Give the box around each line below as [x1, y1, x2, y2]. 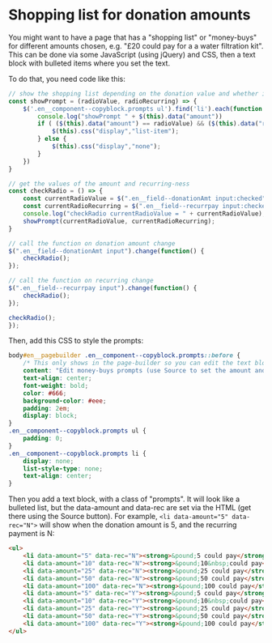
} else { [37, 135, 67, 143]
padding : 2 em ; [23, 404, 70, 412]
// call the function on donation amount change [8, 239, 176, 248]
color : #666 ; [23, 389, 67, 398]
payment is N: [8, 529, 55, 539]
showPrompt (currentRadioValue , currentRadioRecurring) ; [23, 217, 216, 225]
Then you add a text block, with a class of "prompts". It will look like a [8, 494, 240, 504]
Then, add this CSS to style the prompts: [8, 336, 144, 346]
